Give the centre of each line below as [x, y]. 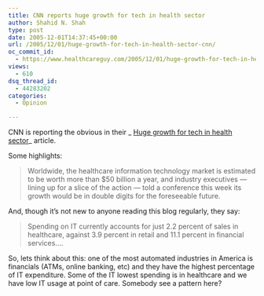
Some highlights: [35, 156]
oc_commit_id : [31, 52]
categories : [27, 96]
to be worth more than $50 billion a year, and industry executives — [137, 179]
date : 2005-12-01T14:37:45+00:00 [63, 37]
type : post [26, 30]
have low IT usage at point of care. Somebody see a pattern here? [115, 283]
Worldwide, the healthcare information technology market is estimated [141, 171]
